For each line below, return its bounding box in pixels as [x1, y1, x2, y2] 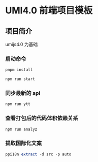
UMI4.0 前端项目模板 [5, 5, 93, 16]
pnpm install [5, 67, 33, 72]
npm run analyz [5, 127, 38, 132]
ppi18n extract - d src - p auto [5, 152, 72, 157]
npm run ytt [5, 102, 30, 107]
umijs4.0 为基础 [5, 42, 38, 47]
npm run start [5, 76, 36, 82]
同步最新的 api [5, 89, 41, 96]
